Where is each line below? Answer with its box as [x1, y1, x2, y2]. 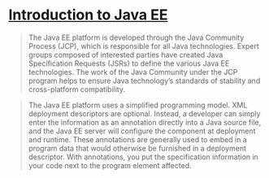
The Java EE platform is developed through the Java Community [28, 33, 245, 42]
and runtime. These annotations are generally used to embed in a [28, 134, 248, 144]
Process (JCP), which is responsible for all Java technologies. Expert [28, 41, 260, 50]
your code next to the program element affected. [28, 160, 193, 170]
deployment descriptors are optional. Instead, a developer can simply [28, 108, 261, 119]
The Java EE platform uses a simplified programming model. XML [28, 100, 248, 110]
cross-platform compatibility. [28, 84, 126, 94]
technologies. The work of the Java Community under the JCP [28, 67, 238, 76]
